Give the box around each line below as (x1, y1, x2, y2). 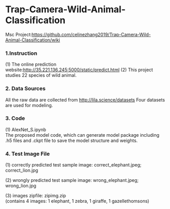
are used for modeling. (5, 102, 53, 108)
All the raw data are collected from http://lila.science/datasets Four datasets (5, 96, 165, 103)
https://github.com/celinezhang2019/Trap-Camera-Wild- (31, 31, 151, 37)
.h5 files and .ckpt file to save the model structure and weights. (5, 137, 138, 143)
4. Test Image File (5, 150, 50, 157)
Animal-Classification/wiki (5, 37, 60, 43)
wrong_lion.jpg (5, 183, 37, 189)
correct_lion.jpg (5, 168, 38, 174)
